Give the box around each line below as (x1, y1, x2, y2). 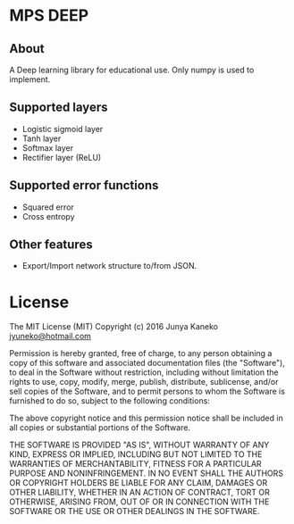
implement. (9, 74, 51, 85)
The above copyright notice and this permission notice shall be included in (9, 412, 283, 424)
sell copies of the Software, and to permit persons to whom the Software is (9, 386, 286, 397)
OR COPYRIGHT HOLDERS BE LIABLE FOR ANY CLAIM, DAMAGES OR (9, 478, 268, 488)
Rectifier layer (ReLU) (21, 152, 102, 162)
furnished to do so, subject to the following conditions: (9, 395, 210, 406)
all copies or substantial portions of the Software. (9, 422, 190, 433)
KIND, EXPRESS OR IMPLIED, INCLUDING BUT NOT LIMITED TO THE (9, 449, 263, 460)
